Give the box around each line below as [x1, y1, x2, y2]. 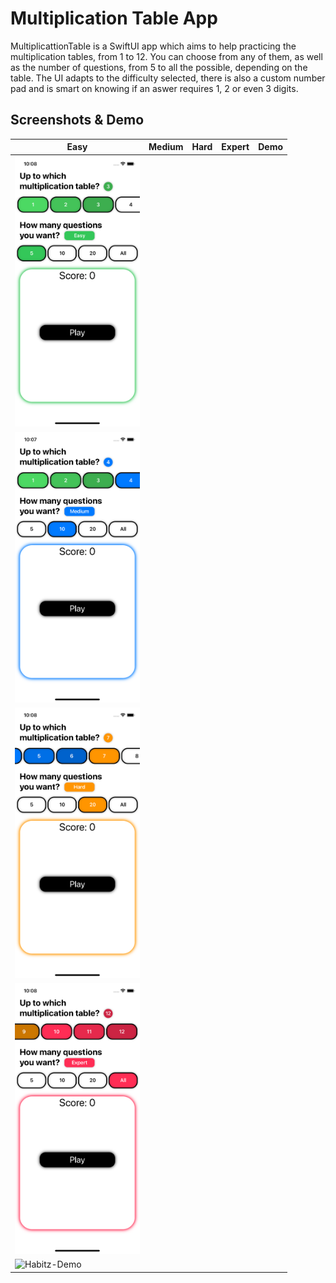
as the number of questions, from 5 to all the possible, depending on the [10, 61, 308, 73]
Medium [148, 141, 184, 153]
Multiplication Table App [10, 7, 218, 30]
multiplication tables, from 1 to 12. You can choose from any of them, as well [10, 50, 323, 62]
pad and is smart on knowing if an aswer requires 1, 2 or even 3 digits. [10, 82, 299, 94]
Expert [221, 141, 250, 153]
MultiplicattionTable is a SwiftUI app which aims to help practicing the [10, 40, 297, 52]
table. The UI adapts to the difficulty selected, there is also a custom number [10, 72, 326, 84]
